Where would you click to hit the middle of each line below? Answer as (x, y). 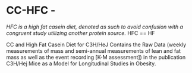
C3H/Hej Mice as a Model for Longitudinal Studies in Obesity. (81, 64)
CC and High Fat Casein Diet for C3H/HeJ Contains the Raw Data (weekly (96, 45)
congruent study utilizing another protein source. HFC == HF (81, 33)
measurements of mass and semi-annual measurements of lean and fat (94, 50)
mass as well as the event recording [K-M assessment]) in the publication (96, 57)
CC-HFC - (31, 10)
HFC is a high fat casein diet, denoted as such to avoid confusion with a (95, 27)
